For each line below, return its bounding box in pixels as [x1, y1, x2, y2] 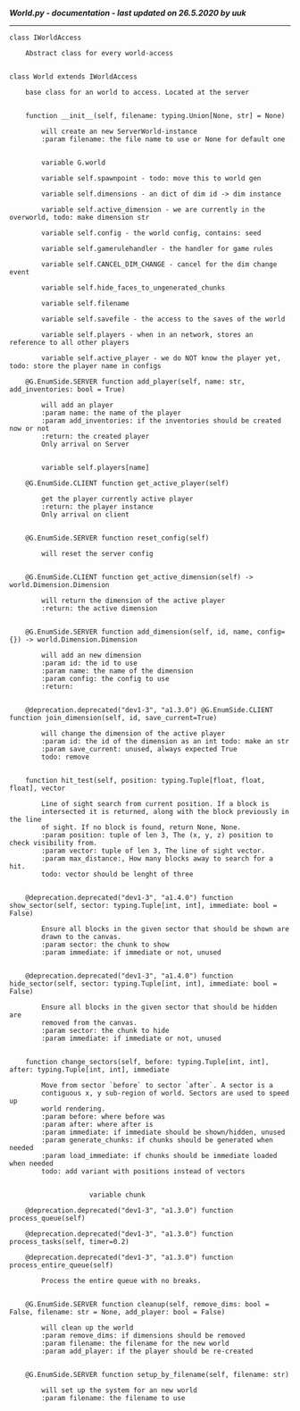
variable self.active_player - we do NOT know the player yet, [41, 354, 281, 363]
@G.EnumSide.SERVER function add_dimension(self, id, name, [25, 627, 254, 636]
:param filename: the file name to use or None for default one [41, 135, 286, 144]
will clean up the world [41, 1323, 134, 1332]
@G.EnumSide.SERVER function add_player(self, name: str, [25, 377, 246, 386]
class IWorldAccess [9, 33, 82, 42]
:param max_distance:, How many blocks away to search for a [41, 854, 274, 863]
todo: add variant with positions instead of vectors [41, 1167, 246, 1176]
